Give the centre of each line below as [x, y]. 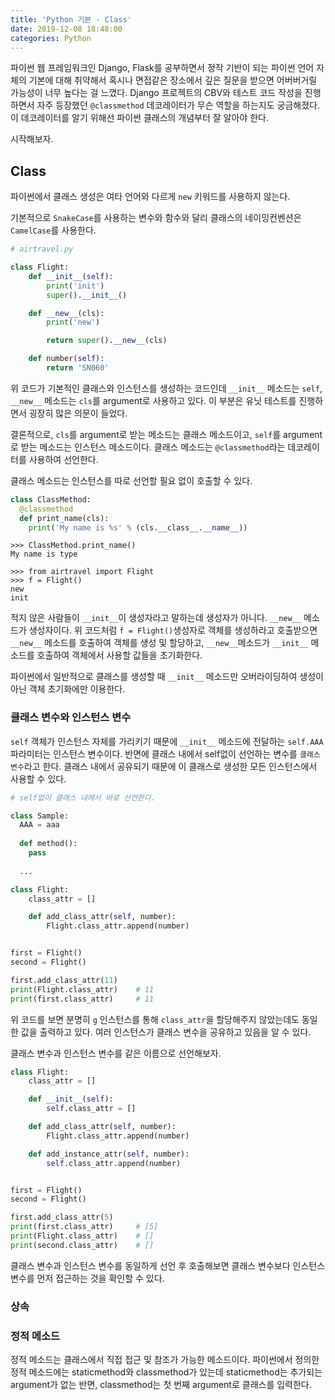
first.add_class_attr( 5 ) [62, 1217]
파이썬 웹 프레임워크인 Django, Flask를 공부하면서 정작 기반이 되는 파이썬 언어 [162, 68]
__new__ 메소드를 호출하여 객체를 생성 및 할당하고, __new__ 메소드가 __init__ [159, 643]
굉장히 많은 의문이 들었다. [78, 413]
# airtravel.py [42, 249]
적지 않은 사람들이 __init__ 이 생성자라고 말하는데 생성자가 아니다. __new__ [156, 618]
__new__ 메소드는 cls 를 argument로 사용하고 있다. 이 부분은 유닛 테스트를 [153, 400]
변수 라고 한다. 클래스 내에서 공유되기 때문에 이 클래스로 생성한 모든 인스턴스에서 [164, 766]
